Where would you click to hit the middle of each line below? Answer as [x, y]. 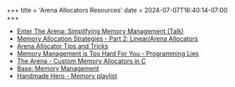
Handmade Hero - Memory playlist [67, 76]
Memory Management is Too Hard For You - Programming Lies [108, 53]
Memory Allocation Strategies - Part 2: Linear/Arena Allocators [107, 39]
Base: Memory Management [58, 68]
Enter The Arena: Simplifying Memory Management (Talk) [100, 31]
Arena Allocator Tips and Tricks [62, 46]
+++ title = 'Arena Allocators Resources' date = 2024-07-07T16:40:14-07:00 [117, 10]
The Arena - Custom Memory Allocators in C [81, 61]
